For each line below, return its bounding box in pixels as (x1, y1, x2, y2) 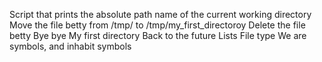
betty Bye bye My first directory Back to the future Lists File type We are (9, 30, 307, 41)
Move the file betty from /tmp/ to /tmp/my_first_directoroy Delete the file (9, 19, 306, 31)
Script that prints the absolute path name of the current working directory (9, 9, 312, 20)
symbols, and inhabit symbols (9, 40, 132, 52)
